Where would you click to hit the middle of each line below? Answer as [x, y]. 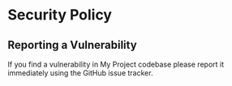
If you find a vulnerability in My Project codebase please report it [116, 64]
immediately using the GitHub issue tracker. [80, 73]
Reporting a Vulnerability [72, 45]
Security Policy [60, 15]
